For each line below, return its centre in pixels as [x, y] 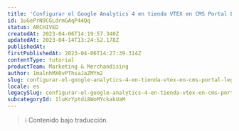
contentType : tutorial [41, 60]
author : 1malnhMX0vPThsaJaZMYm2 [55, 73]
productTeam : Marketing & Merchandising [68, 67]
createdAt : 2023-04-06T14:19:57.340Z [63, 34]
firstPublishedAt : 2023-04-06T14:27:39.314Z [74, 54]
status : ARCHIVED [33, 27]
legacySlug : [25, 93]
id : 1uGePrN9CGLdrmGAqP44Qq [49, 21]
